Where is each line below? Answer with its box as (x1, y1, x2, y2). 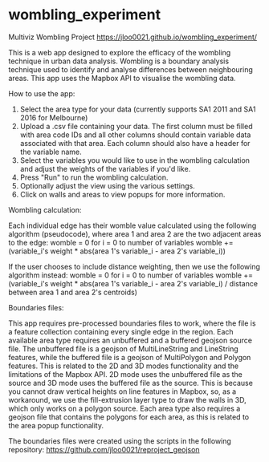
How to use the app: (8, 88, 75, 98)
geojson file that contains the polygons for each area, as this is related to (8, 411, 250, 422)
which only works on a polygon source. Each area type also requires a (8, 403, 241, 413)
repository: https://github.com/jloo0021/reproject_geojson (8, 444, 200, 454)
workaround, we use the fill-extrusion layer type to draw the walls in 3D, (8, 395, 247, 404)
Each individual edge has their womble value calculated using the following (8, 221, 257, 230)
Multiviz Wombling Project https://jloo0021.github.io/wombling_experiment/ (8, 32, 258, 42)
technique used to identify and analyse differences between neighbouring (8, 64, 253, 74)
